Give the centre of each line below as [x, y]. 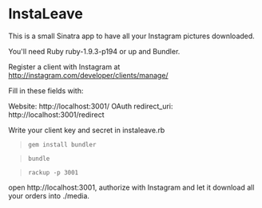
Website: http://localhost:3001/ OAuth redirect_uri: [91, 106]
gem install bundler [62, 144]
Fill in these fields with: [46, 90]
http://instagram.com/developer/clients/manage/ [89, 75]
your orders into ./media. [49, 195]
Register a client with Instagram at [64, 67]
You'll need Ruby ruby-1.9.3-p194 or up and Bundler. [94, 51]
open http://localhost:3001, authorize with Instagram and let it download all [131, 187]
